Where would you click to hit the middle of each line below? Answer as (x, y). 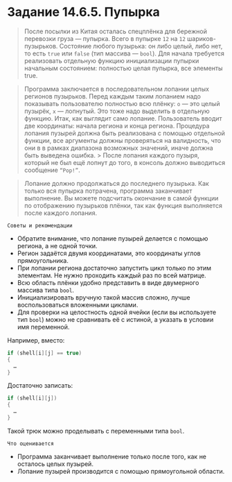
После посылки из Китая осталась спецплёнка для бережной (116, 31)
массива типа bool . (46, 290)
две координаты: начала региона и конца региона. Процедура (117, 126)
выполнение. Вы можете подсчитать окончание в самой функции (121, 198)
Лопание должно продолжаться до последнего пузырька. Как (116, 183)
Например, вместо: (36, 340)
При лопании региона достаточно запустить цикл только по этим (114, 268)
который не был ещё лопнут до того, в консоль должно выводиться (125, 162)
